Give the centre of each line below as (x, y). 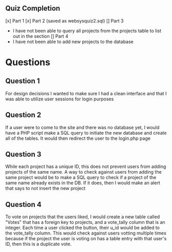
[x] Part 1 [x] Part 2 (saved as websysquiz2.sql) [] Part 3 (65, 20)
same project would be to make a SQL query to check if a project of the (81, 177)
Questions (28, 62)
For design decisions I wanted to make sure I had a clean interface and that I (86, 93)
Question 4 (24, 204)
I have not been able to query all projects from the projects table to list (87, 31)
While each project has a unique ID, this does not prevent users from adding (86, 166)
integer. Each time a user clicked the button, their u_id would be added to (83, 228)
